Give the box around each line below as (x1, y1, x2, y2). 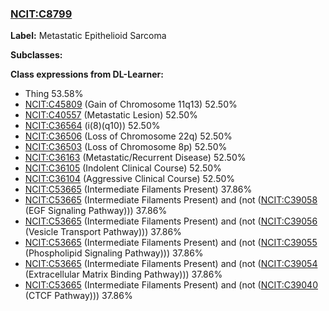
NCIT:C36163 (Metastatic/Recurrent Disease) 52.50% (24, 152, 247, 164)
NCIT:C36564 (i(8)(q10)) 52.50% (24, 120, 161, 132)
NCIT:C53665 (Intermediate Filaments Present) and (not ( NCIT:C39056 (24, 215, 318, 227)
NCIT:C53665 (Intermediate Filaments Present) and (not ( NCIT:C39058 (24, 194, 318, 206)
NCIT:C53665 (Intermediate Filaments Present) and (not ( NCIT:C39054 (24, 258, 318, 270)
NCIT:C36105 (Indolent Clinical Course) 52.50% (24, 162, 222, 174)
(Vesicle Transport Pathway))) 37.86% (24, 226, 182, 238)
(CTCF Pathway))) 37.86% (24, 290, 133, 302)
